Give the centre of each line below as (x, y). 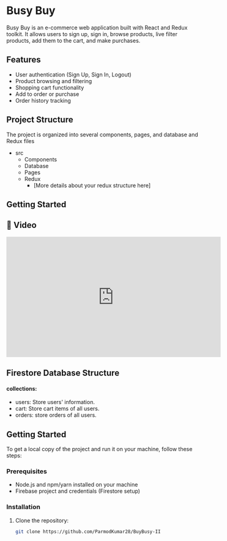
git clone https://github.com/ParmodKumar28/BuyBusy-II (88, 532)
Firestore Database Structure (63, 373)
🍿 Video (21, 225)
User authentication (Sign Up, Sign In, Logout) (73, 75)
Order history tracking (43, 100)
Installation (24, 507)
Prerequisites (27, 471)
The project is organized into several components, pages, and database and (102, 134)
